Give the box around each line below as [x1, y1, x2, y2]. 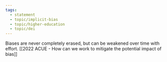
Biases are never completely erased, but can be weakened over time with [5, 40, 160, 46]
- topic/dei [10, 26, 36, 32]
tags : [5, 7, 17, 13]
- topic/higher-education [10, 21, 65, 27]
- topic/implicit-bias [10, 17, 58, 22]
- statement [10, 12, 36, 17]
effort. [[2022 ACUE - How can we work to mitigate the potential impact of [5, 46, 162, 52]
